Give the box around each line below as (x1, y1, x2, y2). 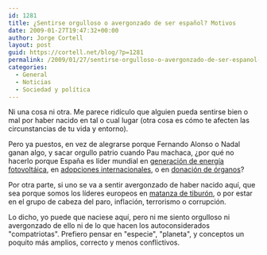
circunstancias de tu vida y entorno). (8, 124, 129, 133)
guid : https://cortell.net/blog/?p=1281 (8, 48, 145, 56)
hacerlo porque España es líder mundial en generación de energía (8, 156, 224, 166)
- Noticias (15, 78, 52, 86)
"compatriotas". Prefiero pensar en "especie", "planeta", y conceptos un (8, 230, 245, 239)
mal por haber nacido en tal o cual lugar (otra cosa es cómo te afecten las (8, 116, 250, 126)
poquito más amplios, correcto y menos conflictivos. (8, 238, 180, 247)
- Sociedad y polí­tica (15, 85, 91, 94)
